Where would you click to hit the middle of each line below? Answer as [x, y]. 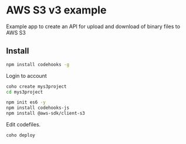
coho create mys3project [36, 86]
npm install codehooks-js [38, 108]
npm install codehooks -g [38, 64]
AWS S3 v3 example [56, 10]
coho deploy [21, 135]
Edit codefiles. [23, 124]
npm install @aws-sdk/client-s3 [45, 114]
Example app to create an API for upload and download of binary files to [93, 26]
